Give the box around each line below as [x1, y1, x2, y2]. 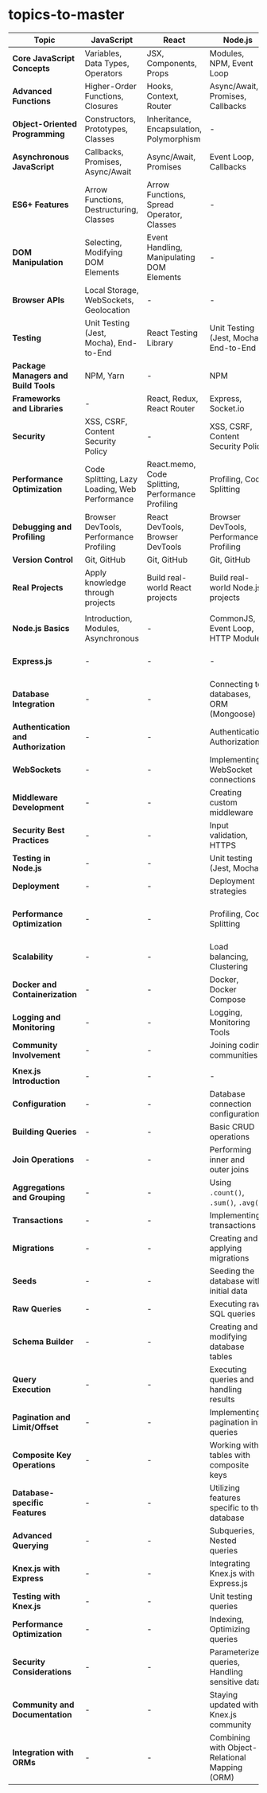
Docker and [12, 979, 57, 990]
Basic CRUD [209, 1121, 255, 1132]
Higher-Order [84, 80, 137, 92]
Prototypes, [84, 123, 129, 134]
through [84, 587, 114, 598]
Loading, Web [84, 483, 137, 494]
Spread [146, 199, 174, 210]
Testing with [12, 1590, 61, 1601]
